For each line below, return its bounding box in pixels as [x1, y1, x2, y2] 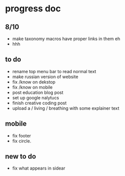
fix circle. [12, 138, 31, 144]
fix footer [12, 132, 31, 138]
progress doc [5, 3, 61, 14]
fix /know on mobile [12, 84, 53, 90]
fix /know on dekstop [12, 79, 56, 85]
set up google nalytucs [12, 94, 59, 100]
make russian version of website [12, 74, 79, 80]
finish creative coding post [12, 100, 67, 106]
